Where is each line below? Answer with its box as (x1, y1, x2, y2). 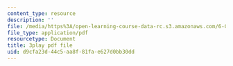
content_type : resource (7, 10, 76, 17)
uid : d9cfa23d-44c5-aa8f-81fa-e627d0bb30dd (7, 49, 135, 56)
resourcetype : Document (7, 36, 76, 43)
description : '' (7, 16, 54, 23)
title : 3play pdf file (7, 42, 73, 49)
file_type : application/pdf (7, 29, 89, 36)
